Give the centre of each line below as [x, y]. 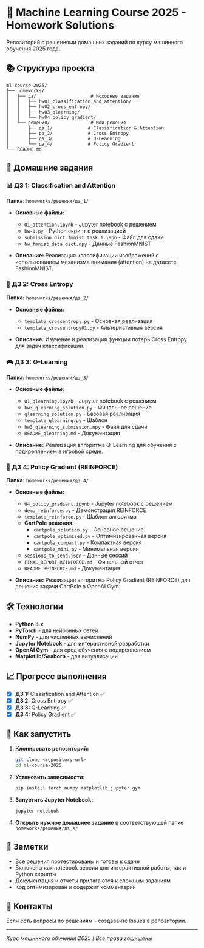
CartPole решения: [49, 523]
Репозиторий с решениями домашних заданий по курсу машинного [95, 42]
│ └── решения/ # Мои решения [66, 123]
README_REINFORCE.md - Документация [72, 568]
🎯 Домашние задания [50, 168]
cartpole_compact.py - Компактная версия [87, 542]
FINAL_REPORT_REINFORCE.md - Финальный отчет [84, 562]
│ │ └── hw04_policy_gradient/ [51, 117]
